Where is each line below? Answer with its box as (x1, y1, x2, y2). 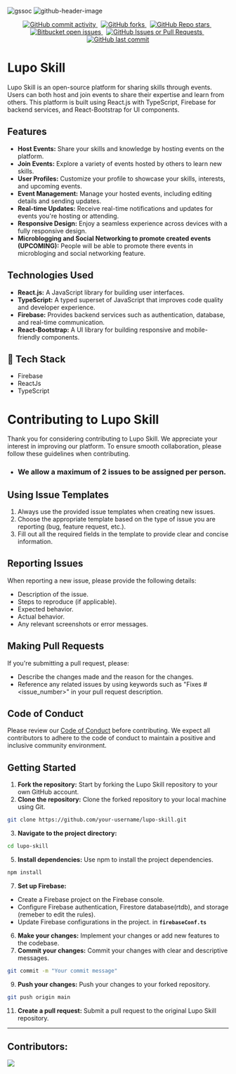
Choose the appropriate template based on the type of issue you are (17, 515, 216, 524)
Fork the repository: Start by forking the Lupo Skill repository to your (17, 780, 218, 789)
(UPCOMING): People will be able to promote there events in (17, 241, 193, 250)
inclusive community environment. (7, 742, 107, 750)
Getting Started (7, 761, 77, 773)
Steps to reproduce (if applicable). (17, 597, 117, 606)
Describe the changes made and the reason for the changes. (17, 672, 194, 681)
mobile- (185, 325, 209, 334)
